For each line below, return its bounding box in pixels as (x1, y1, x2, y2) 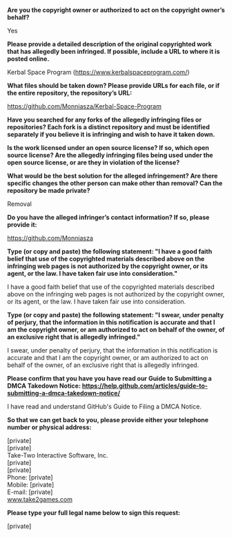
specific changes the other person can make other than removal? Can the (7, 179, 223, 187)
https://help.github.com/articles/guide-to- (81, 381, 209, 390)
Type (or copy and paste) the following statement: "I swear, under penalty (7, 311, 224, 319)
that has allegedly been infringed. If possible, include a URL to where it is (7, 48, 220, 55)
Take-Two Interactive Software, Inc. (7, 451, 108, 459)
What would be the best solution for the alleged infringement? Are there (7, 172, 218, 180)
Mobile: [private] (7, 480, 55, 489)
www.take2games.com (7, 496, 72, 503)
